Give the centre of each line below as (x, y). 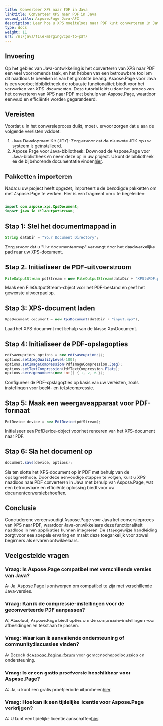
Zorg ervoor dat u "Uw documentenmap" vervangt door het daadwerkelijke (80, 247)
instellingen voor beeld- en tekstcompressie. (50, 388)
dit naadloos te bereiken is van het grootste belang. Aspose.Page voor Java (81, 78)
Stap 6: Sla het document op (49, 452)
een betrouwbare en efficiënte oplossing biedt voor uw (60, 487)
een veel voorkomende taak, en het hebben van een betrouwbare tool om (78, 73)
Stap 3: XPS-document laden (50, 308)
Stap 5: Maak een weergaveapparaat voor (70, 403)
